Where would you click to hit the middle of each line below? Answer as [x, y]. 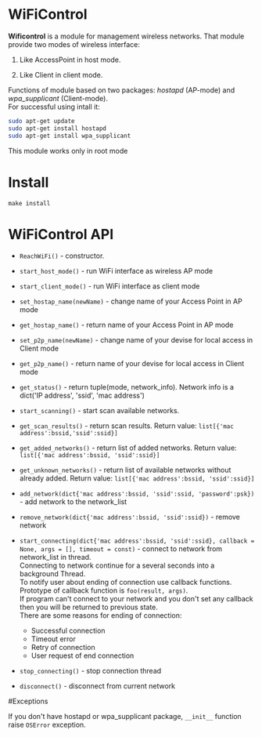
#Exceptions [28, 701]
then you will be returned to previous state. [89, 607]
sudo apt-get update [42, 121]
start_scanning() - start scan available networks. [99, 411]
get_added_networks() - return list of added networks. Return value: [128, 448]
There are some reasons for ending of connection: [100, 615]
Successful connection [68, 631]
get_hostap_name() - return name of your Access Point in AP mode [126, 325]
